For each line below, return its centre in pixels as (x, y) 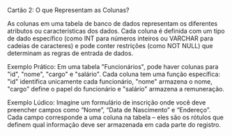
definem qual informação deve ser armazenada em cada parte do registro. (114, 124)
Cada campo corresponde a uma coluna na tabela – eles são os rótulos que (116, 117)
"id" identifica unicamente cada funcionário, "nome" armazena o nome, (110, 82)
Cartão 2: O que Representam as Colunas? (68, 10)
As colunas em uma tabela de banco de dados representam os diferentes (113, 23)
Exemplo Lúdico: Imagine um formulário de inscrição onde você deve (107, 103)
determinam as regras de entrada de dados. (70, 53)
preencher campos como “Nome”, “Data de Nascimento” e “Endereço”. (109, 110)
